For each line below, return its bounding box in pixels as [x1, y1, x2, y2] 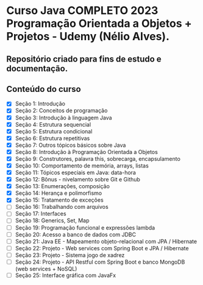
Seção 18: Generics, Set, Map [15, 217, 90, 224]
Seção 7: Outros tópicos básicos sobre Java [15, 141, 126, 149]
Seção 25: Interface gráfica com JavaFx [15, 272, 116, 279]
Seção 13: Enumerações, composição [15, 183, 110, 190]
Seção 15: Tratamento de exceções [15, 196, 104, 204]
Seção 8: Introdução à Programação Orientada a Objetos [15, 148, 158, 155]
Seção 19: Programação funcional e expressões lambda [15, 223, 155, 231]
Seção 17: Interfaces [15, 210, 66, 217]
